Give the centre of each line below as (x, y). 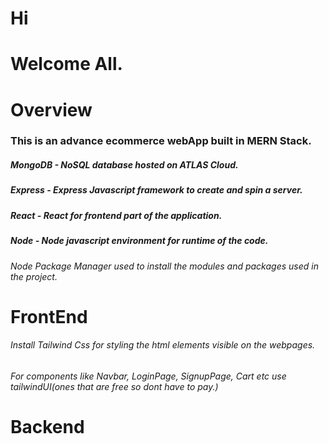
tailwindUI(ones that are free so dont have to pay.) (114, 386)
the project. (34, 276)
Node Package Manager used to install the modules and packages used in (164, 266)
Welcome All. (66, 64)
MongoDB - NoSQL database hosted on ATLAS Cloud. (124, 165)
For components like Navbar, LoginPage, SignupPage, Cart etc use (148, 376)
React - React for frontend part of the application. (116, 215)
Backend (47, 427)
